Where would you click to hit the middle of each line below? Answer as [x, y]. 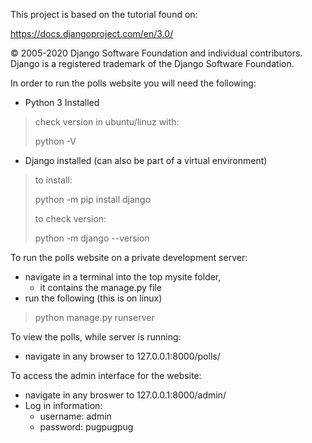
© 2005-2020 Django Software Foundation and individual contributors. [156, 53]
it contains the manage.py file [100, 287]
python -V [55, 141]
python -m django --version [92, 238]
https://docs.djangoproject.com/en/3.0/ [92, 33]
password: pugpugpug [86, 427]
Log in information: [63, 405]
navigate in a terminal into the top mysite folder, [123, 277]
